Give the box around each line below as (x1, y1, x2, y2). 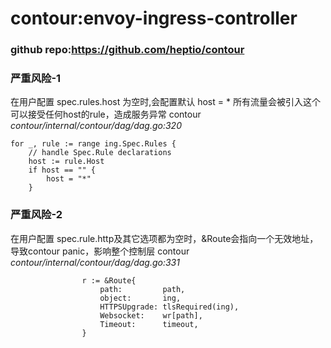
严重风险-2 (10, 208, 63, 222)
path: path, (99, 284, 186, 294)
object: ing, (99, 293, 182, 303)
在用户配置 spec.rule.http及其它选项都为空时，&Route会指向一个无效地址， (10, 232, 319, 244)
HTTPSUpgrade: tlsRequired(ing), (99, 302, 240, 312)
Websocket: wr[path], (99, 310, 203, 321)
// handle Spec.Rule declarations (28, 148, 172, 158)
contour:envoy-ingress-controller (10, 7, 298, 30)
